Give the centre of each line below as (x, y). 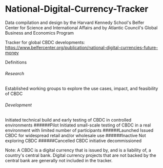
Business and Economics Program (40, 33)
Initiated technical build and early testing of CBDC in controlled (68, 120)
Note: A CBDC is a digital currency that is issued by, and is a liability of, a (78, 150)
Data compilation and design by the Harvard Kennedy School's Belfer (75, 22)
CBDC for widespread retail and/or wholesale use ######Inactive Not (76, 136)
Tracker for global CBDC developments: (45, 42)
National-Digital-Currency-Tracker (77, 9)
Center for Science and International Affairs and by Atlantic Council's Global (81, 27)
